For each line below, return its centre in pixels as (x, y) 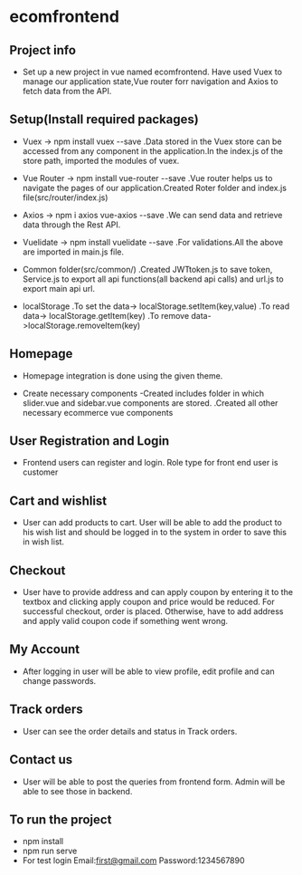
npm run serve (50, 851)
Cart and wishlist (58, 500)
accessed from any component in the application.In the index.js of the (152, 150)
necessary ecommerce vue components (98, 412)
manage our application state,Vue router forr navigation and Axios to (150, 82)
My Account (45, 649)
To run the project (61, 819)
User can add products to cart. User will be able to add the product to (152, 523)
